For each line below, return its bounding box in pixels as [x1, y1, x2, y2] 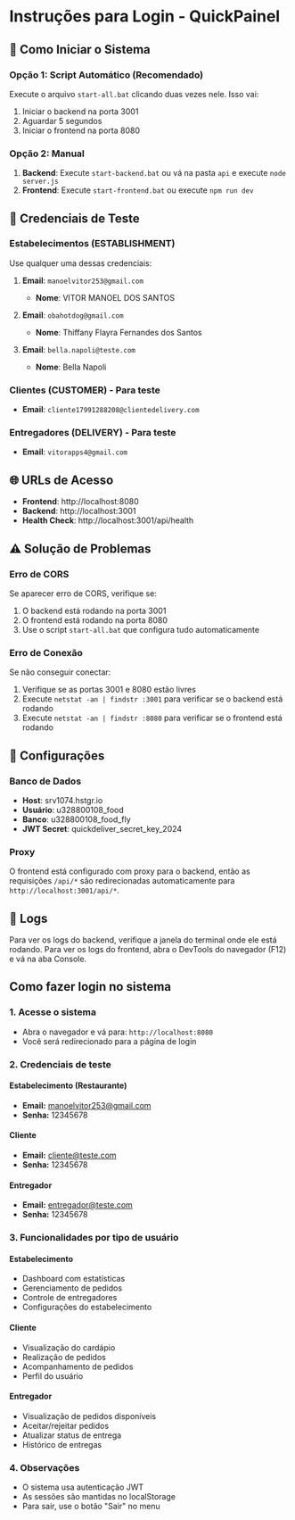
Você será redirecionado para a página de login [21, 1035, 197, 1046]
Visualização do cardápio [21, 1341, 116, 1353]
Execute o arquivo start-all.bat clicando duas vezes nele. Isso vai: [9, 88, 259, 99]
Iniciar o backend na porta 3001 [21, 105, 139, 117]
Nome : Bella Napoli [35, 361, 107, 372]
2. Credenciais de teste [9, 1058, 111, 1070]
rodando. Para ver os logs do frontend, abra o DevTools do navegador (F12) [9, 944, 287, 955]
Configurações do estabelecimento [21, 1301, 152, 1313]
